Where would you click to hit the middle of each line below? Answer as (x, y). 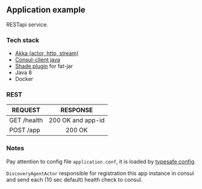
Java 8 (23, 72)
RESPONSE (77, 110)
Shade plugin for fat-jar (44, 66)
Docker (24, 79)
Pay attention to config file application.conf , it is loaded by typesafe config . (101, 161)
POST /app (25, 130)
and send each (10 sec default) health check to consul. (74, 179)
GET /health (26, 120)
